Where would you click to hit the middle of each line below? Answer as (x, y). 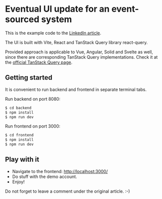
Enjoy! (18, 181)
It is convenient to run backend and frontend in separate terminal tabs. (76, 89)
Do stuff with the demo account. (44, 177)
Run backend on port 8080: (33, 99)
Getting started (29, 77)
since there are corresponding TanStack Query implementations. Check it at (81, 57)
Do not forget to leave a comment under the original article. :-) (68, 191)
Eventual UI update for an (57, 9)
